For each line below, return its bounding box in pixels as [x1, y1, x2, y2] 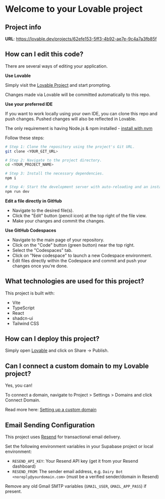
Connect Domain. [5, 397, 41, 403]
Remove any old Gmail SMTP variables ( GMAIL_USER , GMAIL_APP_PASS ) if [5, 483, 147, 489]
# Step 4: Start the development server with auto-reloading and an [5, 185, 148, 190]
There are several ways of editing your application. [5, 63, 108, 69]
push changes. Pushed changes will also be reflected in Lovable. [5, 116, 137, 122]
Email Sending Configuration [5, 421, 95, 429]
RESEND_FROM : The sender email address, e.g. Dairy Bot [12, 469, 123, 474]
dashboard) [12, 463, 36, 469]
